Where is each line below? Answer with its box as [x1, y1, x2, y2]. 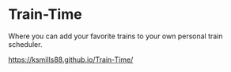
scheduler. [8, 39, 43, 49]
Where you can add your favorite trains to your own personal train [8, 31, 223, 41]
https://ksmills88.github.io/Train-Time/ [8, 55, 134, 64]
